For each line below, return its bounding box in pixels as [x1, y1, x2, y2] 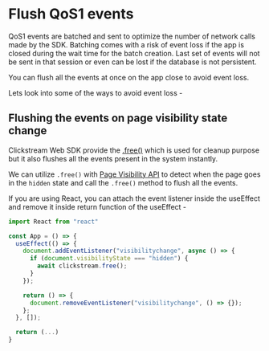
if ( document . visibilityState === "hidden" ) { [29, 255, 189, 263]
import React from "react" [8, 218, 99, 226]
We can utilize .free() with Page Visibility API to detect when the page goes [8, 169, 261, 179]
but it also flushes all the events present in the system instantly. [8, 153, 218, 163]
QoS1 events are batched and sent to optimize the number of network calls [8, 31, 255, 41]
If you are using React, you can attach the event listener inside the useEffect [8, 194, 261, 203]
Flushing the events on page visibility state [8, 112, 228, 125]
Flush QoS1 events [8, 5, 134, 23]
